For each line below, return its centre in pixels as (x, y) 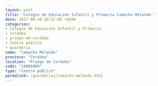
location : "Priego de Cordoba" (38, 62)
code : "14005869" (24, 66)
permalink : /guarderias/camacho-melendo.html (54, 76)
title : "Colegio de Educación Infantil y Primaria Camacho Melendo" (79, 15)
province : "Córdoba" (27, 57)
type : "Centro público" (30, 71)
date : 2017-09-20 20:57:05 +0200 (41, 19)
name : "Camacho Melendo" (31, 52)
